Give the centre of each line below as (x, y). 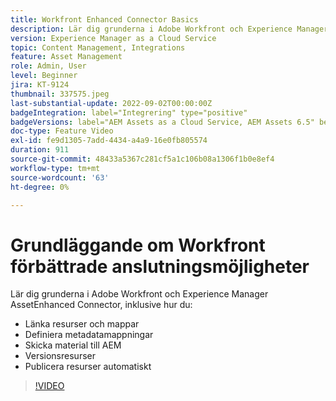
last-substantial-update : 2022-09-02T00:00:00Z (111, 103)
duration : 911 (40, 150)
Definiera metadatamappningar (89, 335)
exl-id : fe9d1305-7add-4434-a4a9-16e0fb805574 (109, 141)
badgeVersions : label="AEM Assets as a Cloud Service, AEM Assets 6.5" (162, 122)
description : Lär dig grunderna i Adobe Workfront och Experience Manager (169, 29)
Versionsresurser (60, 356)
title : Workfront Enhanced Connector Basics (104, 19)
